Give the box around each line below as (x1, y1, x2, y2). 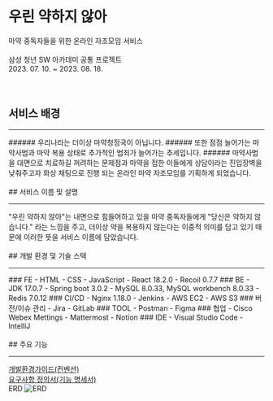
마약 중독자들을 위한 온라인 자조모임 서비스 (8, 36, 144, 46)
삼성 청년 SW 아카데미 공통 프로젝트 (8, 54, 122, 64)
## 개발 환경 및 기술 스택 (8, 251, 87, 260)
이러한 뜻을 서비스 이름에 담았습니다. (23, 232, 139, 242)
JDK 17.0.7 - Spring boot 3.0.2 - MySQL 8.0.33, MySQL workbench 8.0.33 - (8, 283, 260, 293)
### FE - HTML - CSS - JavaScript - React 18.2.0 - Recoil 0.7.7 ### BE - (8, 274, 250, 285)
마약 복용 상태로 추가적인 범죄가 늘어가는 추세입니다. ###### (36, 147, 231, 157)
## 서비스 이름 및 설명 (8, 186, 79, 196)
